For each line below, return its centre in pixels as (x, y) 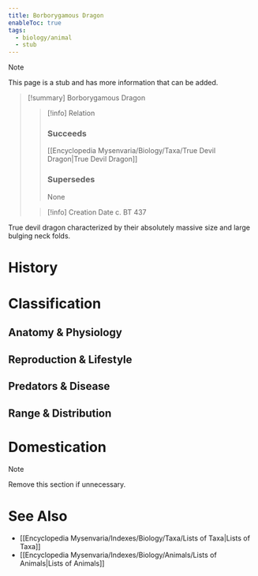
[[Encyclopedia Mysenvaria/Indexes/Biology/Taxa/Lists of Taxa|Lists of (135, 538)
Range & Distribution (60, 413)
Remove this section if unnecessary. (67, 484)
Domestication (57, 447)
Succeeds (67, 133)
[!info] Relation (71, 113)
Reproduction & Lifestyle (70, 359)
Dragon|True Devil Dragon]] (92, 159)
